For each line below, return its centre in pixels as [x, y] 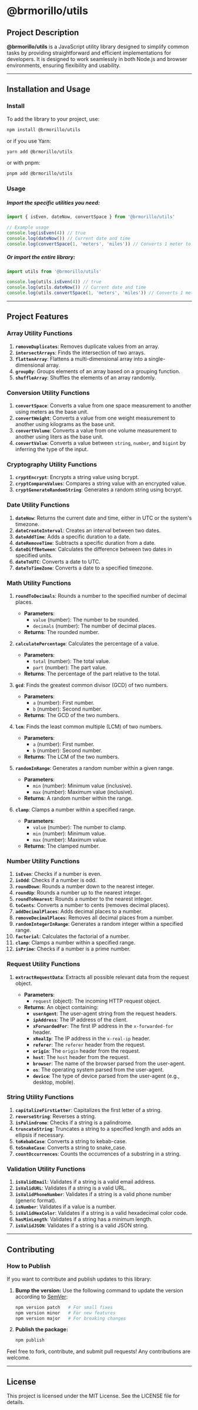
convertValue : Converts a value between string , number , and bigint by [100, 443]
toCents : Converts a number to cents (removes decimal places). [92, 905]
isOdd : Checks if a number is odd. [56, 880]
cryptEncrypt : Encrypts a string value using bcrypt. [77, 477]
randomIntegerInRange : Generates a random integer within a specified [99, 924]
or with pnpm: [24, 163]
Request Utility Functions [43, 964]
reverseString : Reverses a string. [56, 1116]
